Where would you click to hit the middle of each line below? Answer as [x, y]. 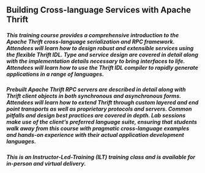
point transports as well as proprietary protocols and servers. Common [99, 109]
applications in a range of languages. [55, 74]
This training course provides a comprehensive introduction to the [93, 35]
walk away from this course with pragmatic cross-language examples [98, 128]
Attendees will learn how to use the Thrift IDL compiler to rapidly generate [102, 67]
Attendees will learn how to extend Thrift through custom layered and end [102, 103]
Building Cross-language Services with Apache [99, 10]
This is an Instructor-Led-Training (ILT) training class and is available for [101, 157]
